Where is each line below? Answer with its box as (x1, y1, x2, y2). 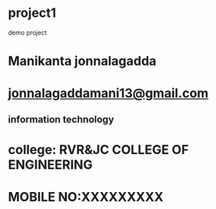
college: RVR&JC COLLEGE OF (8, 141, 189, 157)
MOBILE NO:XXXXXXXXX (8, 189, 164, 205)
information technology (8, 113, 114, 125)
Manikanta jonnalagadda (8, 53, 157, 69)
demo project (8, 28, 47, 37)
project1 (8, 5, 56, 21)
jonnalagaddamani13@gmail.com (8, 85, 209, 102)
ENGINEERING (8, 157, 93, 172)
